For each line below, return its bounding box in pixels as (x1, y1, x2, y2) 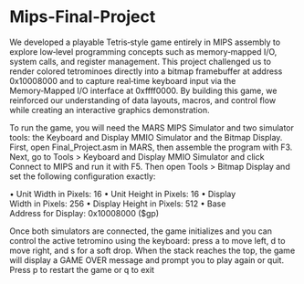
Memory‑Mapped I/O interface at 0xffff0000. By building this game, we (9, 85, 278, 96)
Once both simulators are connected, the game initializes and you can (9, 226, 272, 237)
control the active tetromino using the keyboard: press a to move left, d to (9, 235, 286, 246)
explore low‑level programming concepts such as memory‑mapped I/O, (9, 46, 278, 57)
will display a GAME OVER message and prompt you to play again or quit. (9, 254, 285, 266)
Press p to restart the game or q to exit (9, 264, 155, 275)
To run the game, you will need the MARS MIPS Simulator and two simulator (9, 121, 295, 133)
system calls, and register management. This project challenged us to (9, 56, 272, 67)
